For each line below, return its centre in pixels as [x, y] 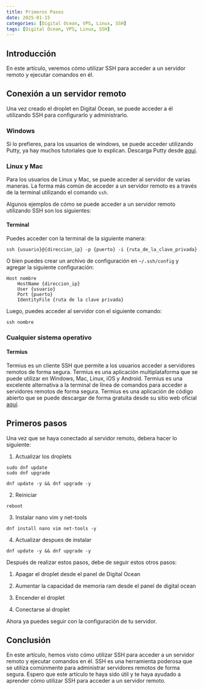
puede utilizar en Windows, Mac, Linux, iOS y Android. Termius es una [94, 378]
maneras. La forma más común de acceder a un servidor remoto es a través [102, 186]
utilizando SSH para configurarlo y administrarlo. [68, 115]
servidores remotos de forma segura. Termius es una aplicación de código [100, 391]
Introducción [31, 53]
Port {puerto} [35, 294]
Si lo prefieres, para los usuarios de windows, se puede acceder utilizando [100, 144]
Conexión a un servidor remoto [66, 94]
